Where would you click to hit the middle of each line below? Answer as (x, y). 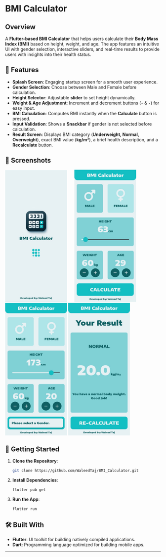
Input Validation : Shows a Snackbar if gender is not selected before (82, 124)
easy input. (24, 108)
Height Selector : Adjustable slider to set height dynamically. (74, 97)
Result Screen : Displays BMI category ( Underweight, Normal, (76, 134)
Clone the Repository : (35, 461)
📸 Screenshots (28, 160)
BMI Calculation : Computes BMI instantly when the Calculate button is (84, 113)
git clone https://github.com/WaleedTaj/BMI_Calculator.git (75, 471)
